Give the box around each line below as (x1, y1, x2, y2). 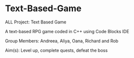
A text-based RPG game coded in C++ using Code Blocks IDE (5, 28, 130, 34)
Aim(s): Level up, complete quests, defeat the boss (5, 47, 108, 53)
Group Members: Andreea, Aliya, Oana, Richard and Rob (5, 38, 119, 44)
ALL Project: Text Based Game (5, 19, 67, 25)
